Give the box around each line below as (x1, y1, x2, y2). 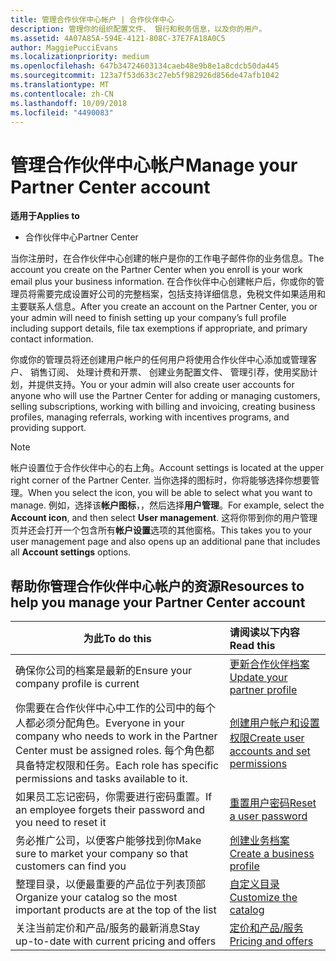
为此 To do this (83, 632, 152, 646)
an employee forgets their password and (15, 803, 205, 817)
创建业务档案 (229, 834, 290, 848)
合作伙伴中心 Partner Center (24, 231, 139, 243)
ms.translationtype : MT (10, 80, 110, 90)
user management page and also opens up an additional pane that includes (10, 536, 321, 548)
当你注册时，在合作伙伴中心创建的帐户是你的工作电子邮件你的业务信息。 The (10, 252, 325, 265)
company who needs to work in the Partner (15, 729, 218, 743)
